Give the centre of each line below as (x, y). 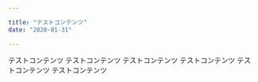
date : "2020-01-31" (40, 30)
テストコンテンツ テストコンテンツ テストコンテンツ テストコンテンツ (122, 60)
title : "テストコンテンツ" (48, 22)
